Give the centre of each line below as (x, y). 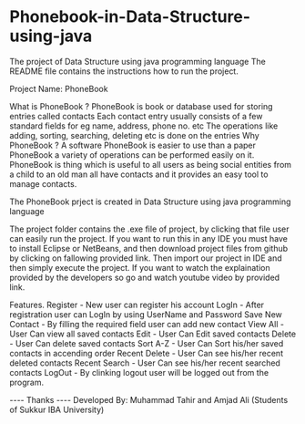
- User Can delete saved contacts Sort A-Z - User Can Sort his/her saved (147, 343)
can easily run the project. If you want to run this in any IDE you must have (149, 238)
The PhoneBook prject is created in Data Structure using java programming (150, 202)
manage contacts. (43, 183)
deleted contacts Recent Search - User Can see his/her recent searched (145, 363)
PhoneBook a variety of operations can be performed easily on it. (132, 155)
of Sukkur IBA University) (57, 409)
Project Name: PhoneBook (59, 88)
